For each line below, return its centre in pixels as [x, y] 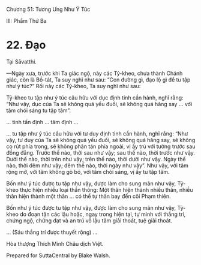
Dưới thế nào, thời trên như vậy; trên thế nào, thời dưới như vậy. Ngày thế [96, 159]
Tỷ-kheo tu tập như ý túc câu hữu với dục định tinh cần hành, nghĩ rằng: [95, 97]
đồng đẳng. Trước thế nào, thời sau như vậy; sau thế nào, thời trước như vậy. [100, 152]
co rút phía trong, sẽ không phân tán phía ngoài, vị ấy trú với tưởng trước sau [101, 146]
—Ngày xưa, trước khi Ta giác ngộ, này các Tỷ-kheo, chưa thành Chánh [94, 73]
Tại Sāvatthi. [22, 61]
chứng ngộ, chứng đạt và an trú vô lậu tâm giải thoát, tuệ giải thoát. [89, 220]
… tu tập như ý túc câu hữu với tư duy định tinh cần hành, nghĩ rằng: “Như [97, 133]
